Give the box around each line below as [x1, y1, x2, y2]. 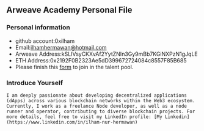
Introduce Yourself [6, 78, 63, 87]
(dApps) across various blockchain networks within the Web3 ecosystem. [6, 97, 195, 103]
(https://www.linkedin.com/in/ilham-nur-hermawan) [6, 119, 138, 125]
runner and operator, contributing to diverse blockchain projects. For [6, 108, 195, 114]
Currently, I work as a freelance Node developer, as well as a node [6, 103, 188, 109]
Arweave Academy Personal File [6, 5, 133, 15]
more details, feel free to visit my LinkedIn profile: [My [6, 113, 163, 120]
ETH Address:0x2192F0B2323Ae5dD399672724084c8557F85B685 [15, 56, 187, 64]
